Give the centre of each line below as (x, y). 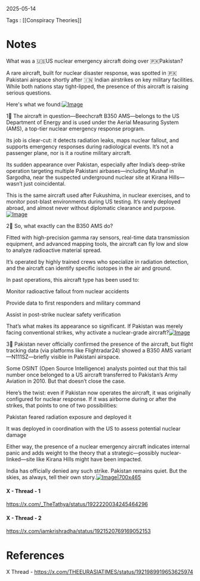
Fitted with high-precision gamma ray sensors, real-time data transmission (98, 237)
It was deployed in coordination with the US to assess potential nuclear (93, 428)
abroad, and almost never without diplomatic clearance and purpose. (91, 208)
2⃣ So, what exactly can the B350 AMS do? (60, 226)
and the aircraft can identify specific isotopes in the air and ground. (89, 268)
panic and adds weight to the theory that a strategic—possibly (83, 453)
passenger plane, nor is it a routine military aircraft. (69, 153)
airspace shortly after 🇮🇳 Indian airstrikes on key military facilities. (112, 80)
